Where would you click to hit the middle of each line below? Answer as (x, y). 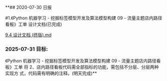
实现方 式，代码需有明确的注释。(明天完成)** (51, 73)
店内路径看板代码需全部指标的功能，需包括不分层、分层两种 (98, 67)
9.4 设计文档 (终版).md (28, 35)
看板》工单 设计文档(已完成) (34, 24)
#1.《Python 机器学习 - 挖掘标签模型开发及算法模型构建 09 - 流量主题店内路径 (84, 18)
